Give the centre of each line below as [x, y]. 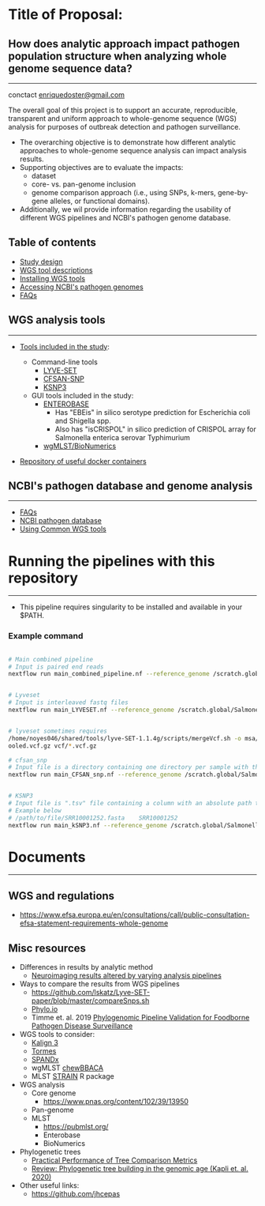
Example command [46, 636]
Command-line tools [65, 362]
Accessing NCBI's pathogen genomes [81, 287]
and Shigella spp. [83, 420]
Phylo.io [45, 1009]
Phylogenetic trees [50, 1152]
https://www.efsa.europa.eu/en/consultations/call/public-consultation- [134, 915]
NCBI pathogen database [61, 521]
